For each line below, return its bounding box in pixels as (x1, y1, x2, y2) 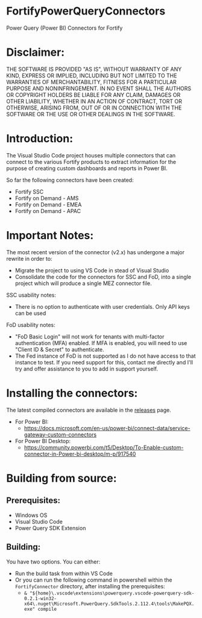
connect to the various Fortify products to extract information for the (6, 158, 177, 165)
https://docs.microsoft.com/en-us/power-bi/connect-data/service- (24, 424, 191, 432)
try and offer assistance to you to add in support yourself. (14, 365, 159, 372)
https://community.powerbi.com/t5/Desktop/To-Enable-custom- (24, 444, 184, 451)
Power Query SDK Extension (14, 524, 86, 531)
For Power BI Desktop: (14, 437, 71, 444)
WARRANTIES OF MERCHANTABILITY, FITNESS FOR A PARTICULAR (6, 78, 177, 85)
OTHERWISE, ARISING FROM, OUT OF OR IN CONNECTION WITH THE (6, 104, 182, 111)
